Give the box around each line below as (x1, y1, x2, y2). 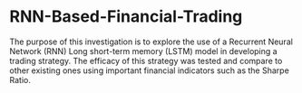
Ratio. (9, 74, 32, 85)
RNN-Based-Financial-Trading (9, 6, 243, 27)
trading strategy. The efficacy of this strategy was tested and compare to (9, 55, 283, 66)
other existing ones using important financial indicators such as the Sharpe (9, 65, 290, 76)
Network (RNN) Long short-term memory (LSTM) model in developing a (9, 45, 278, 56)
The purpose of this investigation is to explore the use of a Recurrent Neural (9, 36, 293, 47)
